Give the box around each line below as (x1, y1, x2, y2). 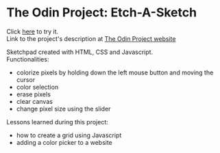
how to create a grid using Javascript (16, 131, 122, 139)
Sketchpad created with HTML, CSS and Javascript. (6, 48, 154, 56)
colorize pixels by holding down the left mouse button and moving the (16, 68, 214, 76)
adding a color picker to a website (16, 138, 112, 146)
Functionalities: (6, 55, 49, 63)
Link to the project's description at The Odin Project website (6, 34, 176, 42)
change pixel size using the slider (16, 105, 111, 113)
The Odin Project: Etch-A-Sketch (6, 5, 197, 20)
